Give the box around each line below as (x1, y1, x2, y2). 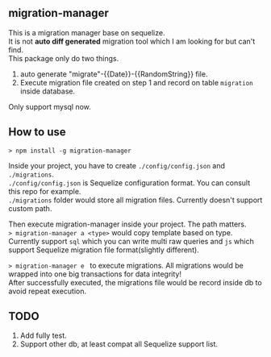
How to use (8, 125, 66, 139)
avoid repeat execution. (8, 286, 87, 296)
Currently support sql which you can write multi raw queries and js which (8, 236, 254, 246)
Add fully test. (19, 330, 67, 341)
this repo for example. (8, 186, 81, 196)
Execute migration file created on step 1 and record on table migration (19, 77, 253, 87)
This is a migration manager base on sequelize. (8, 27, 165, 37)
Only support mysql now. (8, 102, 91, 111)
